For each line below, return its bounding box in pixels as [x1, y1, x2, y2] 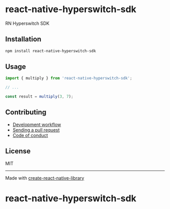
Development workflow [12, 121, 62, 128]
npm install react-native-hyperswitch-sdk [5, 48, 96, 54]
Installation [5, 35, 41, 44]
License [5, 147, 31, 155]
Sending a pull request [12, 127, 60, 133]
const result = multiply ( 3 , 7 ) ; [5, 94, 73, 99]
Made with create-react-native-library [5, 175, 84, 181]
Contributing [5, 108, 47, 117]
